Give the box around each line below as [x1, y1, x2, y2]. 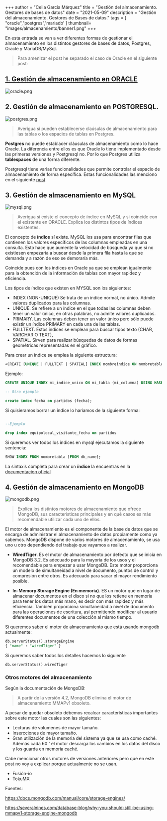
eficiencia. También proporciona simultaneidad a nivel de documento [12, 604, 154, 610]
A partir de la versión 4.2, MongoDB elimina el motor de [17, 695, 132, 701]
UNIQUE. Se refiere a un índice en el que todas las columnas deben [12, 305, 151, 311]
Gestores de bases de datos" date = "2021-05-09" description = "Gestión [5, 9, 157, 15]
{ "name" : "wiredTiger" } [5, 644, 61, 649]
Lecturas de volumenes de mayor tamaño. [12, 725, 99, 731]
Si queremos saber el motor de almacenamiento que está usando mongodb [5, 624, 160, 630]
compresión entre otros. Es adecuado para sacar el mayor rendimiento [12, 573, 157, 579]
